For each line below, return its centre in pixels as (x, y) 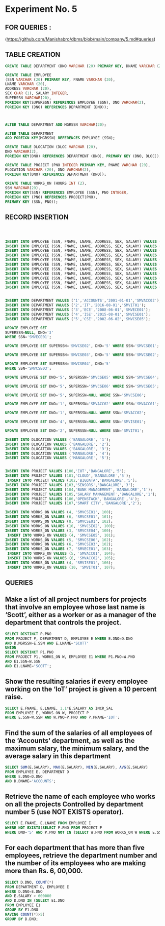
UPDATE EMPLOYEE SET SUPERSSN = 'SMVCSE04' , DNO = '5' (58, 364)
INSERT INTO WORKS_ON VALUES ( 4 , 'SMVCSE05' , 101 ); (61, 535)
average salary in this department (58, 756)
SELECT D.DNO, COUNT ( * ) (29, 882)
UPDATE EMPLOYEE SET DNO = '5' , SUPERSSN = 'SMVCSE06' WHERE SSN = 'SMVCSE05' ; (82, 386)
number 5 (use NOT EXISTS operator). (65, 812)
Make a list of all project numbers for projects (76, 599)
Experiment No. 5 (41, 9)
